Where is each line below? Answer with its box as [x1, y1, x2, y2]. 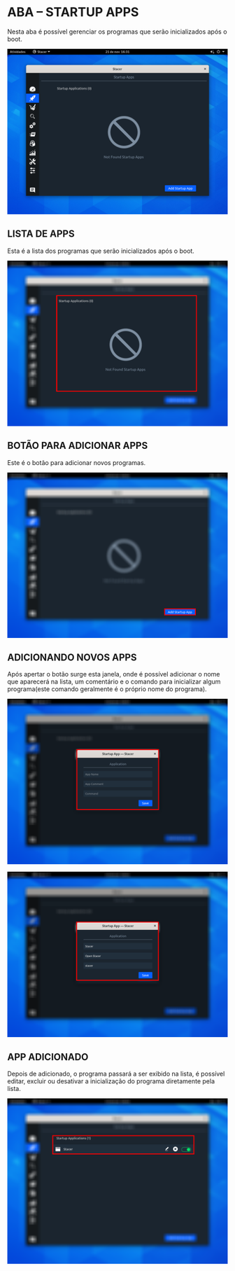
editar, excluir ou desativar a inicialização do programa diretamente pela [7, 1077, 215, 1085]
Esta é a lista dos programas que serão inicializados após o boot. [7, 246, 194, 255]
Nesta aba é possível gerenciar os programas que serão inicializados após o [7, 27, 227, 36]
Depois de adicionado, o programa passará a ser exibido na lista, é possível [7, 1069, 225, 1078]
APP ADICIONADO [7, 1051, 89, 1063]
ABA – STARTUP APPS [7, 4, 139, 20]
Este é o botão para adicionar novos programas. [7, 458, 146, 466]
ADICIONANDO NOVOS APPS [7, 651, 138, 663]
